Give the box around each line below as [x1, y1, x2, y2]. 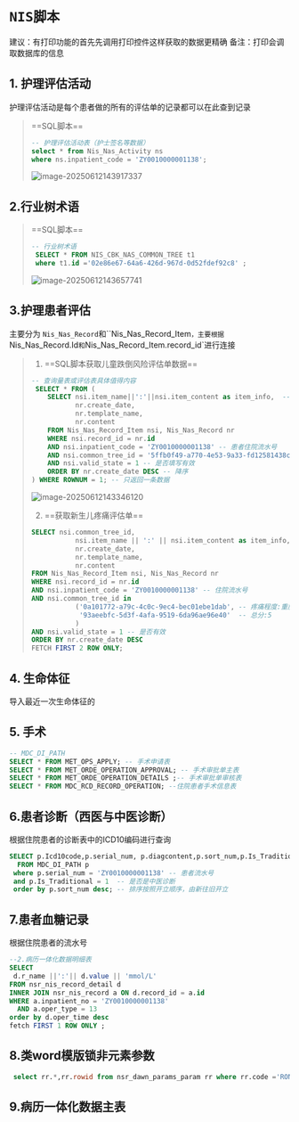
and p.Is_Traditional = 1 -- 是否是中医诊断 [12, 877, 176, 886]
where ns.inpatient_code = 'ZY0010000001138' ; [30, 155, 207, 164]
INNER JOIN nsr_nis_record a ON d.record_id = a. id [9, 988, 205, 997]
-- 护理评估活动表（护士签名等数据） [30, 138, 149, 147]
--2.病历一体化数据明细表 [9, 955, 92, 964]
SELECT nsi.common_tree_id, [30, 528, 135, 536]
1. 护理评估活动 [9, 77, 92, 92]
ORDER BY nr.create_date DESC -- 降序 [47, 467, 189, 477]
